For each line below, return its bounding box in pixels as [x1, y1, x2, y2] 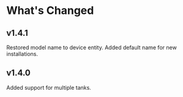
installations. [6, 50, 39, 58]
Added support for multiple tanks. [6, 84, 92, 91]
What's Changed [6, 4, 94, 18]
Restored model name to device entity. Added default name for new [6, 44, 177, 51]
